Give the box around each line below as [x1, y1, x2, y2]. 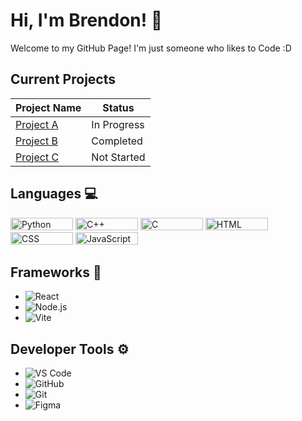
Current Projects [10, 71, 116, 88]
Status [102, 100, 135, 114]
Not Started [91, 150, 146, 164]
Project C [15, 150, 60, 164]
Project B [15, 134, 58, 148]
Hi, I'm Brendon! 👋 [10, 9, 163, 32]
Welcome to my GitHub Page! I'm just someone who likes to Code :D [10, 42, 292, 54]
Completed [91, 134, 143, 148]
